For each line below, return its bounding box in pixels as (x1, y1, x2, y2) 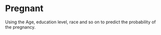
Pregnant (5, 3, 44, 14)
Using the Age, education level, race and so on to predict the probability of (5, 19, 156, 25)
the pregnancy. (5, 24, 36, 30)
